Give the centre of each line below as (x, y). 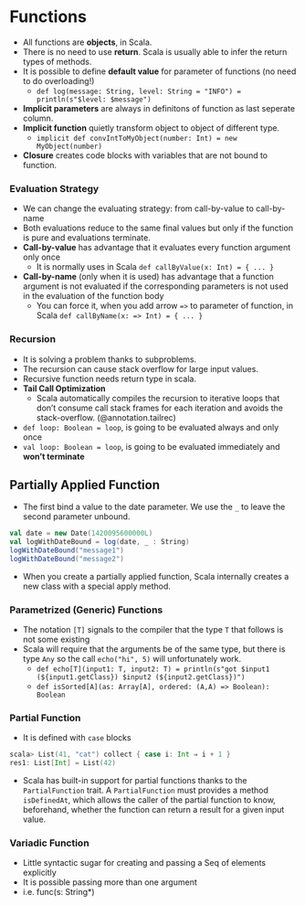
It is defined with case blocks (77, 738)
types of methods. (57, 61)
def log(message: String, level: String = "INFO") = (139, 91)
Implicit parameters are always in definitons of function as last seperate (158, 108)
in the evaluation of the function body (93, 296)
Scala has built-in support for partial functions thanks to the (135, 781)
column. (38, 118)
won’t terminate (53, 456)
